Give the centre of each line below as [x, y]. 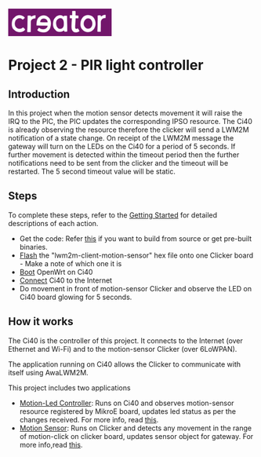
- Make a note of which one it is [71, 263]
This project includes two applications [69, 388]
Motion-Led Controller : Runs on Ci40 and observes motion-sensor [127, 403]
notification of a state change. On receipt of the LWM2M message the [121, 138]
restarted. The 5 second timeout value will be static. [92, 171]
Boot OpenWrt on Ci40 [56, 272]
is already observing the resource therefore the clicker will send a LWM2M [129, 130]
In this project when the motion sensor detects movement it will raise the [125, 113]
